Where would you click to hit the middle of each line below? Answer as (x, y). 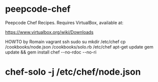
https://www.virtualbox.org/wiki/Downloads (49, 32)
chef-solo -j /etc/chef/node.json (73, 72)
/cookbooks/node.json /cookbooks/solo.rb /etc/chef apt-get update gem (79, 47)
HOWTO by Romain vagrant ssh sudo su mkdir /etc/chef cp (65, 41)
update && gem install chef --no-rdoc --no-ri (51, 52)
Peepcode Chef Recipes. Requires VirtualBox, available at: (64, 23)
